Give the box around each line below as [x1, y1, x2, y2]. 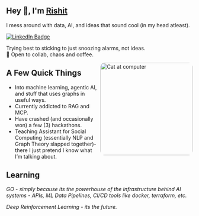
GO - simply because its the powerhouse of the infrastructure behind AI [6, 186, 182, 193]
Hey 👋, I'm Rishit [6, 6, 68, 16]
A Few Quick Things [6, 68, 82, 78]
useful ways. [14, 96, 46, 104]
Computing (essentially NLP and [14, 134, 94, 141]
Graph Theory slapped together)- [14, 140, 97, 147]
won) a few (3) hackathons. [14, 121, 82, 128]
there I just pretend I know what [14, 146, 92, 154]
